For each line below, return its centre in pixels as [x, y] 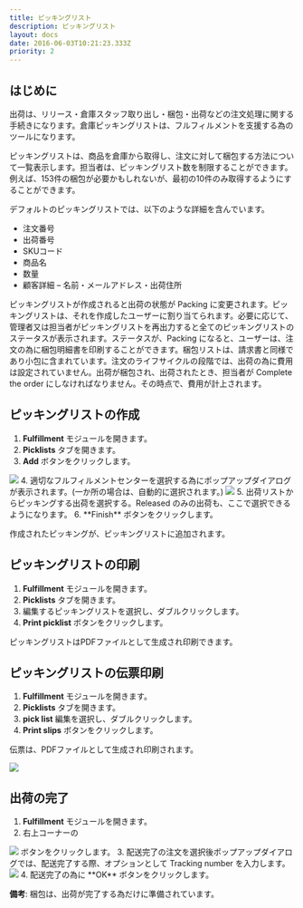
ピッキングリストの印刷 [75, 565]
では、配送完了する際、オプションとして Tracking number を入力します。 [154, 864]
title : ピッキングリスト [51, 18]
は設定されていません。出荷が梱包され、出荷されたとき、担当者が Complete [151, 372]
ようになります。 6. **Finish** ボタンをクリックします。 [114, 514]
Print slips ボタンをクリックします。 [90, 730]
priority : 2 [32, 52]
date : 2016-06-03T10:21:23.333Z [70, 43]
